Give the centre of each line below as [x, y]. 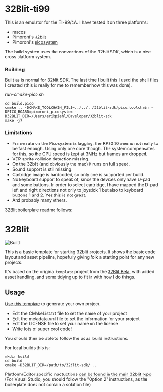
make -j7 [14, 121]
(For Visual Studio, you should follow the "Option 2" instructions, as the [76, 379]
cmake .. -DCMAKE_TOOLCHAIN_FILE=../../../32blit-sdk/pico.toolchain [77, 108]
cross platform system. [28, 56]
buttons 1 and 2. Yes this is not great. [49, 195]
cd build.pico [19, 104]
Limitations [19, 133]
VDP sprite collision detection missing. [51, 159]
